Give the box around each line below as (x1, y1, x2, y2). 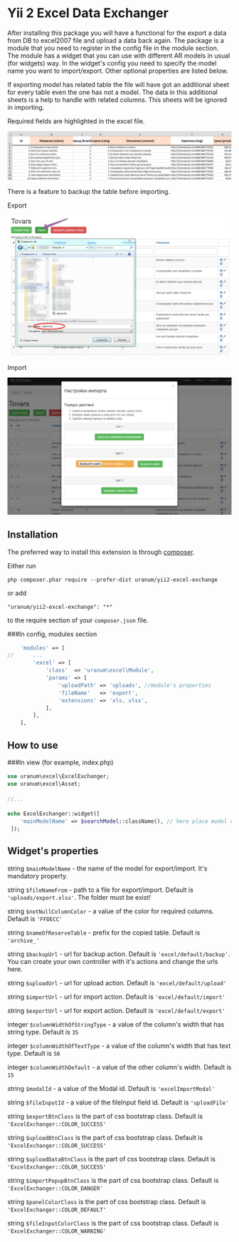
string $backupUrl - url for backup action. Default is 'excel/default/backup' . (7, 950, 230, 958)
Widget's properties (7, 845, 99, 857)
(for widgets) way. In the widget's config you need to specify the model (7, 58, 217, 67)
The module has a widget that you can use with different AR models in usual (7, 51, 230, 60)
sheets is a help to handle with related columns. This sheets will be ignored (7, 95, 228, 104)
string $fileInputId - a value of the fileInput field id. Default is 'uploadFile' (7, 1098, 229, 1107)
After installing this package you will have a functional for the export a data (7, 29, 227, 37)
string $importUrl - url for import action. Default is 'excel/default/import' (7, 992, 225, 1001)
